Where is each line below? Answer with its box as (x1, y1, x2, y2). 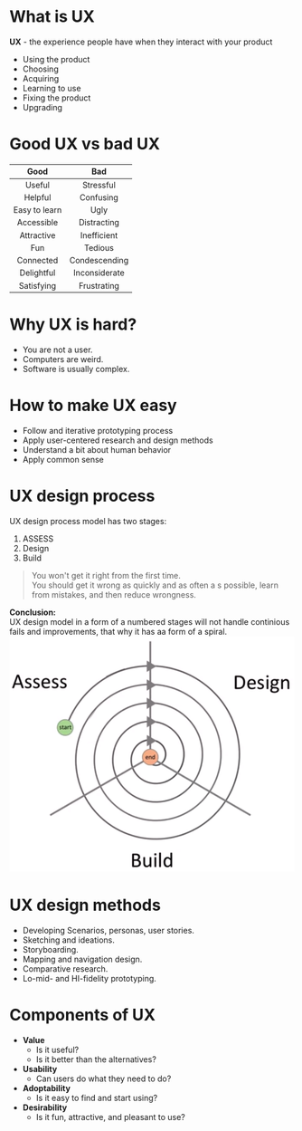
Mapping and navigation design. (22, 954, 143, 964)
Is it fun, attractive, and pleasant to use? (35, 1111, 185, 1122)
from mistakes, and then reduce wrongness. (31, 589, 197, 599)
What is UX (9, 6, 95, 27)
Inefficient (80, 229, 118, 241)
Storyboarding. (22, 944, 79, 954)
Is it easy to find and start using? (35, 1092, 158, 1103)
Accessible (16, 217, 59, 228)
